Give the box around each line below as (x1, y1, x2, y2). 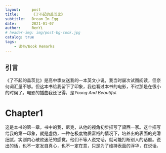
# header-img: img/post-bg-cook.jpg (5, 30, 81, 35)
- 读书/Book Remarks (14, 44, 55, 49)
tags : (5, 39, 16, 44)
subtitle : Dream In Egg (5, 16, 58, 21)
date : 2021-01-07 (5, 21, 54, 26)
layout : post (5, 7, 41, 12)
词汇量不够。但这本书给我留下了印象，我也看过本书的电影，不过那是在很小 (9, 83, 161, 89)
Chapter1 (5, 107, 43, 118)
